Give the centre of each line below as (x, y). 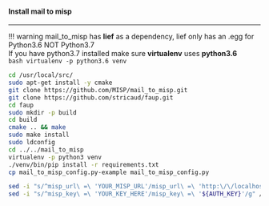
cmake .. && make (37, 127)
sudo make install (39, 135)
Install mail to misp (40, 11)
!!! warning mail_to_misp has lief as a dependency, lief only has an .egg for (131, 37)
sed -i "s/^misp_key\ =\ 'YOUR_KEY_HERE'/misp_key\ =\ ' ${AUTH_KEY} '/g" (132, 194)
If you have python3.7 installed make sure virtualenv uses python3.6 (123, 54)
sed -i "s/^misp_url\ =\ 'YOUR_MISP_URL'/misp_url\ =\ (102, 187)
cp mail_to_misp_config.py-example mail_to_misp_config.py (109, 172)
